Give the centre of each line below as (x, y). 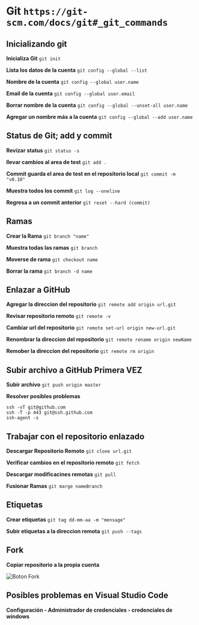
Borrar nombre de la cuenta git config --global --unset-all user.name (97, 105)
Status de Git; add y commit (59, 136)
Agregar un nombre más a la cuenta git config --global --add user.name (99, 117)
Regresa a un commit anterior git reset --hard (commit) (78, 202)
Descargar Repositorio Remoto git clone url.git (69, 451)
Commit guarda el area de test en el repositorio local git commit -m (91, 174)
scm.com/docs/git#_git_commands (87, 23)
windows (18, 616)
